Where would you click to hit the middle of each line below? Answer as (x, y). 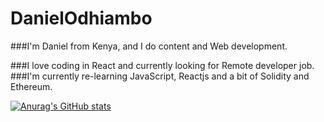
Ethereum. (31, 86)
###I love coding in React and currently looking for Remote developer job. (162, 65)
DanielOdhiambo (81, 18)
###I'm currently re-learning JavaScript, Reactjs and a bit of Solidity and (160, 76)
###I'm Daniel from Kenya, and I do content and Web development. (149, 46)
